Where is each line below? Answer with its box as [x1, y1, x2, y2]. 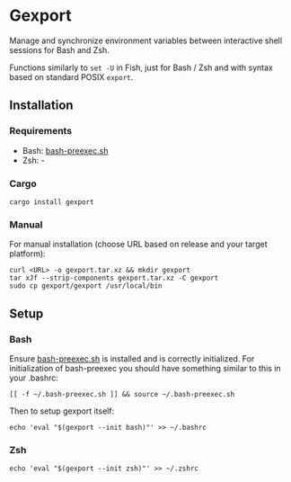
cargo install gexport [9, 197, 94, 207]
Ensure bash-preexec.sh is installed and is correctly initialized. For [9, 353, 255, 364]
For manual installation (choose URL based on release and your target [9, 239, 268, 250]
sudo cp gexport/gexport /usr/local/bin [9, 281, 163, 290]
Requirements [9, 125, 73, 138]
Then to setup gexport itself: [9, 406, 115, 416]
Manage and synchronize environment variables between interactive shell [9, 35, 283, 46]
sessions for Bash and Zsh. [9, 44, 110, 55]
